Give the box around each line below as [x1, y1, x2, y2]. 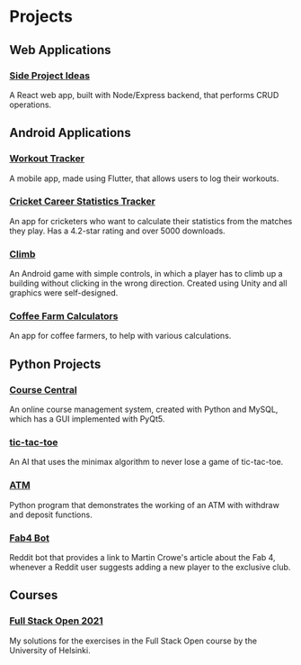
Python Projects [9, 356, 102, 371]
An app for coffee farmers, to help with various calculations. [9, 331, 232, 342]
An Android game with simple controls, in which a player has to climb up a [9, 269, 283, 279]
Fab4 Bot [9, 532, 49, 544]
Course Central [9, 383, 78, 396]
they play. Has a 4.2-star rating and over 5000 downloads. [9, 225, 226, 236]
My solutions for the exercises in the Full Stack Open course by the [9, 635, 258, 646]
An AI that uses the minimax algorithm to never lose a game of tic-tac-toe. [9, 457, 284, 468]
